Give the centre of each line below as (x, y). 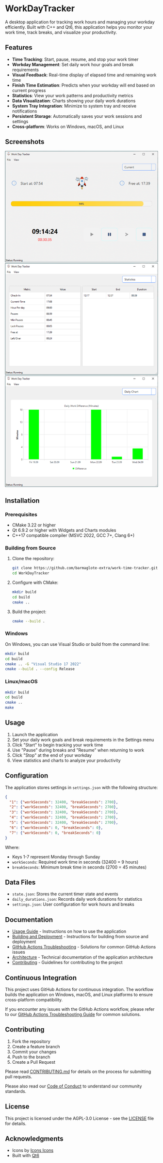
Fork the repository (31, 1041)
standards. (16, 1091)
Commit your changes (34, 1052)
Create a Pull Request (34, 1062)
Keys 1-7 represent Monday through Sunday (56, 856)
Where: (12, 847)
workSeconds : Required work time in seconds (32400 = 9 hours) (75, 862)
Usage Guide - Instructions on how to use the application (69, 931)
